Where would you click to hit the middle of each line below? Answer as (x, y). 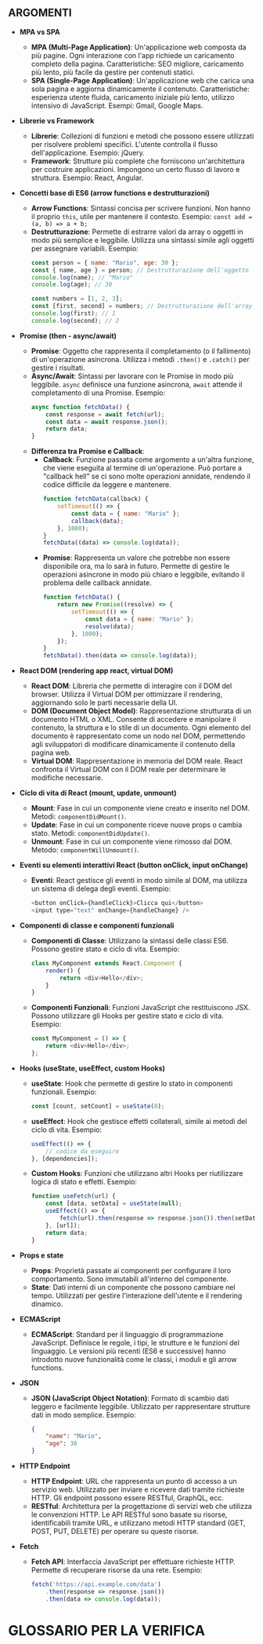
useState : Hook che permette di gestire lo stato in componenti (132, 1083)
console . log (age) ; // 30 (72, 285)
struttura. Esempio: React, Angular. (87, 178)
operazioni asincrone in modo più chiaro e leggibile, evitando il (144, 575)
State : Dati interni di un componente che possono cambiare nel (133, 1287)
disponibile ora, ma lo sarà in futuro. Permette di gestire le (136, 566)
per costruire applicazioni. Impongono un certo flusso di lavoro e (135, 169)
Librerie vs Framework (57, 120)
